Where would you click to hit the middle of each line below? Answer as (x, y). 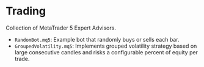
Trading (26, 11)
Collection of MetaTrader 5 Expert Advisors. (61, 28)
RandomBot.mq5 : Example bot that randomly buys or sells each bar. (97, 39)
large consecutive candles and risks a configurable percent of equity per (106, 52)
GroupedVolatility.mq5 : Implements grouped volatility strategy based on (106, 46)
